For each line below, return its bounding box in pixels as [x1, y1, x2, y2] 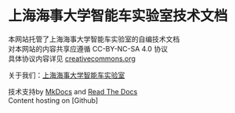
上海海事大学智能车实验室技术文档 [8, 7, 229, 25]
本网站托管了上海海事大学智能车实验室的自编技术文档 [8, 34, 180, 44]
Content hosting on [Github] [8, 95, 99, 105]
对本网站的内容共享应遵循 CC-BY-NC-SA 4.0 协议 [8, 44, 168, 53]
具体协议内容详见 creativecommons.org [8, 54, 136, 63]
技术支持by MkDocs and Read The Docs [8, 87, 138, 96]
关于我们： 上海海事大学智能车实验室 [8, 70, 125, 79]
